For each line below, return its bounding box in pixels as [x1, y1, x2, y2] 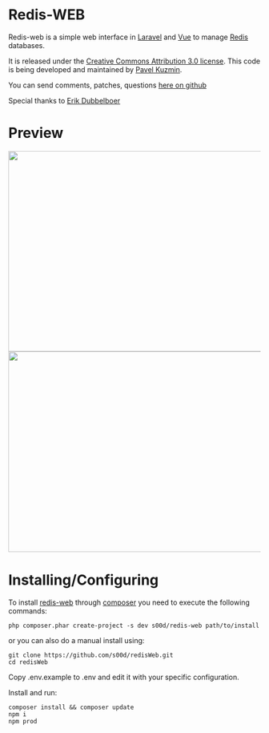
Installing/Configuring [8, 571, 159, 589]
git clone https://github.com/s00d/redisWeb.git [8, 651, 174, 659]
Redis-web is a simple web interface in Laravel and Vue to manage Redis [8, 32, 248, 42]
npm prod [8, 717, 38, 725]
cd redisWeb [8, 658, 48, 666]
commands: [8, 605, 48, 615]
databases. [8, 40, 46, 50]
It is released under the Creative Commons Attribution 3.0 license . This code [8, 56, 261, 66]
